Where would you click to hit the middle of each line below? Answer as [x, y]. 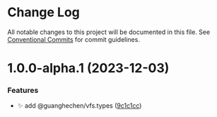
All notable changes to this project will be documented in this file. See [109, 32]
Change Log [43, 12]
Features [23, 91]
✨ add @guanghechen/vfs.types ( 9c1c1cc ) [80, 106]
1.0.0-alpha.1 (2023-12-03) [88, 68]
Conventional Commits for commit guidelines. [74, 39]
